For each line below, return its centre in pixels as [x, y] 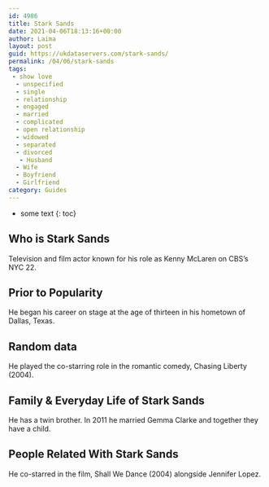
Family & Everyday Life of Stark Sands [106, 400]
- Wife [27, 168]
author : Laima [33, 39]
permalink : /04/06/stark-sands [61, 62]
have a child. [30, 429]
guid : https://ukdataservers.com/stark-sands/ [89, 54]
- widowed [32, 137]
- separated [36, 145]
